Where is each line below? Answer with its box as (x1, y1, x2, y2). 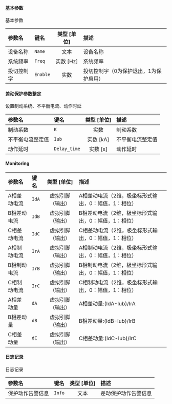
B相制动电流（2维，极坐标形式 (78, 261, 153, 268)
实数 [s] (89, 145, 107, 153)
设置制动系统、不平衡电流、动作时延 (5, 103, 82, 109)
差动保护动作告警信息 (100, 390, 152, 397)
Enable (34, 72, 51, 78)
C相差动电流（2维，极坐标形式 (78, 227, 153, 234)
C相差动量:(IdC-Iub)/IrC (78, 335, 137, 342)
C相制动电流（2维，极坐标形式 (78, 279, 153, 286)
